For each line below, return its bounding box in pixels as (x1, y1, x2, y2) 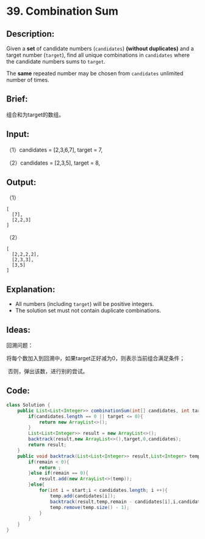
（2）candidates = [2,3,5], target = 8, (6, 159, 101, 166)
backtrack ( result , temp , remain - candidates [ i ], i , (49, 499, 179, 505)
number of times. (6, 76, 50, 83)
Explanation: (6, 284, 56, 294)
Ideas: (6, 324, 31, 335)
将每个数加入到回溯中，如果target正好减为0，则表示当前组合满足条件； (6, 355, 185, 362)
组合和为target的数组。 (6, 111, 64, 118)
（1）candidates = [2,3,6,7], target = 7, (6, 146, 103, 154)
